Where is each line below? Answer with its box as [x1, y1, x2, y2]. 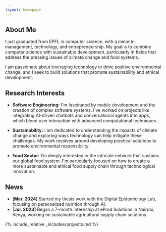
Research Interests [5, 89, 65, 97]
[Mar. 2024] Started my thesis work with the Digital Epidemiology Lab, [12, 196, 157, 202]
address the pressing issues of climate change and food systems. [5, 54, 140, 60]
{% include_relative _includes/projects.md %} [5, 221, 98, 228]
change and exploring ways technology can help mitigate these [12, 133, 142, 139]
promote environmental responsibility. [12, 143, 90, 149]
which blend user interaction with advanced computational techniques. [12, 118, 158, 124]
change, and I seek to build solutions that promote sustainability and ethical [5, 69, 160, 75]
